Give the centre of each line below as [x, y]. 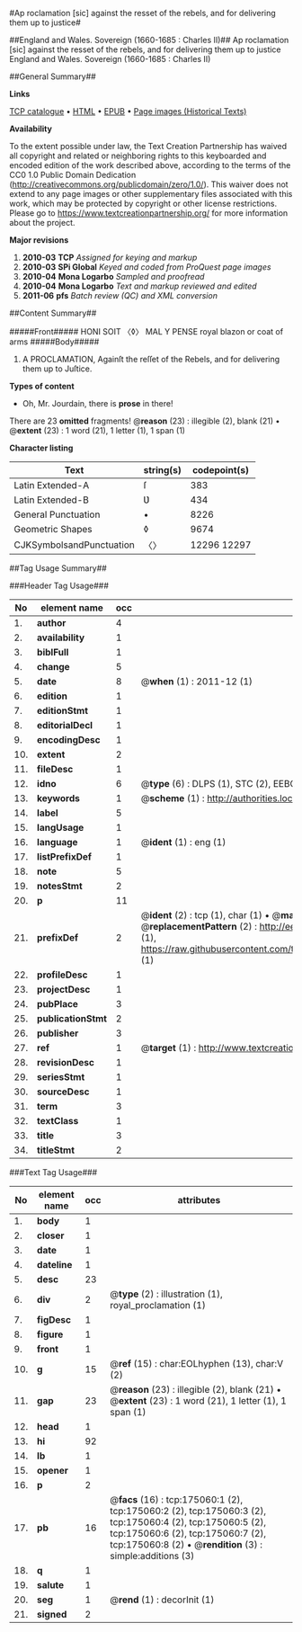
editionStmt [62, 711]
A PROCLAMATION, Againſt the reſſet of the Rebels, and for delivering [151, 359]
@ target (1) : [169, 1048]
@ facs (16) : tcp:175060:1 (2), [177, 1499]
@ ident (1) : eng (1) [183, 842]
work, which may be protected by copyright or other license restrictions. [143, 203]
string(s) [163, 470]
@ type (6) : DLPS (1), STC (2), [206, 784]
